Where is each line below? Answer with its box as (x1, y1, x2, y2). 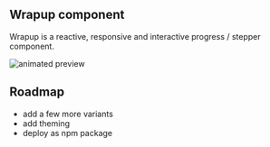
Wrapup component (9, 7, 125, 23)
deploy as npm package (22, 127, 113, 138)
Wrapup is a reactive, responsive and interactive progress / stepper (9, 31, 261, 41)
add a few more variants (22, 108, 113, 119)
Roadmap (9, 85, 65, 100)
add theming (22, 117, 71, 129)
